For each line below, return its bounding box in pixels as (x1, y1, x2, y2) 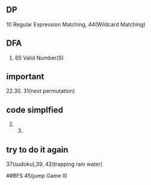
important (6, 71, 44, 82)
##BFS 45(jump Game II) (6, 172, 68, 180)
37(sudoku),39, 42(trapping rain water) (6, 160, 103, 168)
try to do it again (6, 144, 69, 155)
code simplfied (6, 105, 64, 115)
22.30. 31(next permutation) (6, 87, 75, 95)
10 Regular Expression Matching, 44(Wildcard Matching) (6, 20, 146, 28)
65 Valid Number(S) (14, 54, 64, 61)
